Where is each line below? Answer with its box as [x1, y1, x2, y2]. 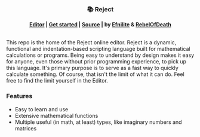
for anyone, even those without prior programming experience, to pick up [6, 58, 187, 65]
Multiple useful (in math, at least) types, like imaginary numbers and [14, 118, 182, 126]
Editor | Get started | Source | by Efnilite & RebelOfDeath [29, 21, 172, 28]
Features [6, 92, 33, 101]
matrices [14, 124, 37, 132]
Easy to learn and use [14, 105, 69, 112]
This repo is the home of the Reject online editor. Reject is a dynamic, [6, 39, 177, 46]
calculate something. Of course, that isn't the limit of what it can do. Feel [6, 71, 185, 78]
